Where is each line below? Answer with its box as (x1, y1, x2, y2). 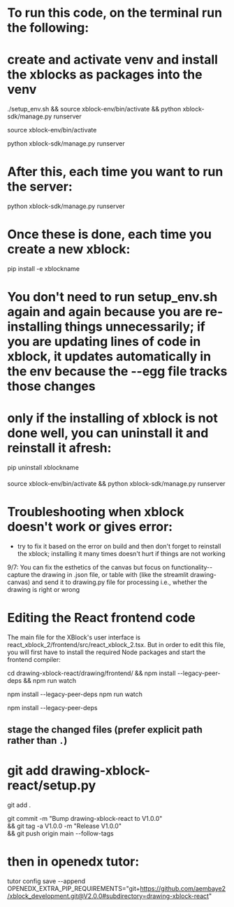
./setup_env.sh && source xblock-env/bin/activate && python (7, 105, 182, 113)
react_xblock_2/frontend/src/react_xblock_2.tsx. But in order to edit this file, (7, 640, 226, 649)
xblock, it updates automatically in (7, 349, 212, 365)
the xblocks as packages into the (7, 67, 203, 83)
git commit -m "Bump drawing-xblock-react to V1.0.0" (7, 814, 163, 822)
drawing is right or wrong (7, 585, 80, 593)
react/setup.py (7, 777, 96, 794)
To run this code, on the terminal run (7, 5, 222, 21)
